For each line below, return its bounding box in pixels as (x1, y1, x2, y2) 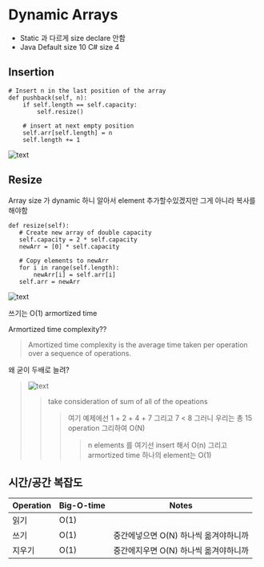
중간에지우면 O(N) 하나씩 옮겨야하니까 (113, 545, 250, 557)
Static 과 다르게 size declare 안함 (19, 33, 126, 43)
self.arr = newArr (18, 277, 81, 286)
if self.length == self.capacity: (22, 100, 138, 109)
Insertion (8, 66, 54, 79)
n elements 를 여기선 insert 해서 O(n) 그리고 (87, 439, 228, 450)
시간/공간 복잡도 (8, 476, 83, 489)
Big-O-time (58, 500, 106, 511)
